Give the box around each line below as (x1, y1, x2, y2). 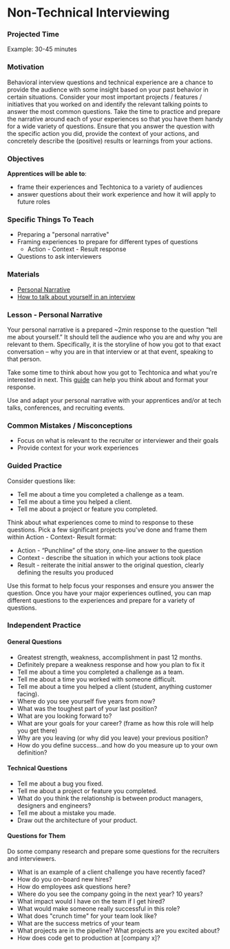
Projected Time (7, 30, 60, 39)
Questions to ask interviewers (17, 252, 102, 261)
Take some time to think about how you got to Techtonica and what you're (7, 368, 218, 377)
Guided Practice (7, 461, 63, 470)
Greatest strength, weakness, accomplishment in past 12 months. (17, 653, 203, 661)
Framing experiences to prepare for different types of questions (17, 238, 198, 246)
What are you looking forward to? (17, 712, 112, 720)
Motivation (7, 62, 45, 72)
